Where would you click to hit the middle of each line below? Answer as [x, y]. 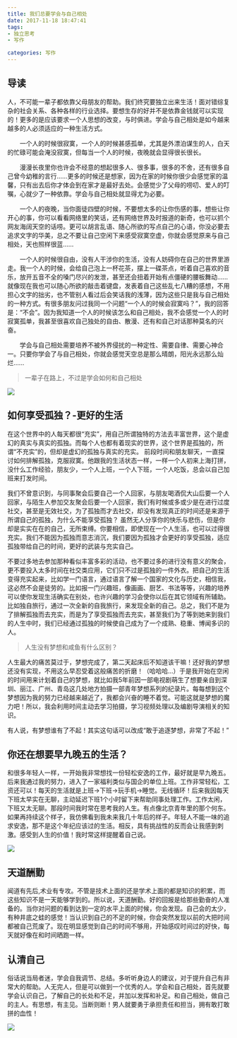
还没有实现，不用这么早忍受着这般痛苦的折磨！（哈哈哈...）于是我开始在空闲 [118, 671]
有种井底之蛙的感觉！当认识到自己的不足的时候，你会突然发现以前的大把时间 [119, 918]
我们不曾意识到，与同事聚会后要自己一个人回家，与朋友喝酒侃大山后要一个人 [119, 493]
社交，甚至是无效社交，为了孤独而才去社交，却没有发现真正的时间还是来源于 [119, 511]
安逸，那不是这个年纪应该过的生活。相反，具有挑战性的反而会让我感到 [115, 826]
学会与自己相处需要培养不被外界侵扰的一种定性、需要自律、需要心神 [118, 345]
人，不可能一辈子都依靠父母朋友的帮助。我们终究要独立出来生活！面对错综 [115, 102]
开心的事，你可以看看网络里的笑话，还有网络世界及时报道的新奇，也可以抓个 [119, 217]
